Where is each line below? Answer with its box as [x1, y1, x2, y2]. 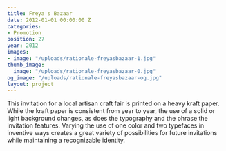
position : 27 [7, 36, 45, 43]
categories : [7, 23, 41, 30]
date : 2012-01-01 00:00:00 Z [7, 17, 91, 23]
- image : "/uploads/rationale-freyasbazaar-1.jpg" [7, 55, 156, 62]
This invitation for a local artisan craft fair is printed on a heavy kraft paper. [7, 99, 220, 108]
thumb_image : [7, 61, 45, 68]
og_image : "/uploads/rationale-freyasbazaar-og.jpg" [7, 74, 162, 81]
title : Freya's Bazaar [7, 10, 73, 17]
